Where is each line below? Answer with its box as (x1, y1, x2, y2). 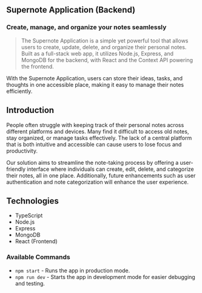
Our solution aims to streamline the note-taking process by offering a (6, 159, 179, 166)
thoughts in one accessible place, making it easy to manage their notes (6, 81, 184, 88)
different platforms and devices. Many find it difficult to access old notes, (6, 128, 189, 135)
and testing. (15, 280, 45, 287)
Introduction (6, 105, 55, 115)
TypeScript (15, 212, 43, 219)
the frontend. (21, 63, 55, 70)
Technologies (6, 196, 59, 206)
